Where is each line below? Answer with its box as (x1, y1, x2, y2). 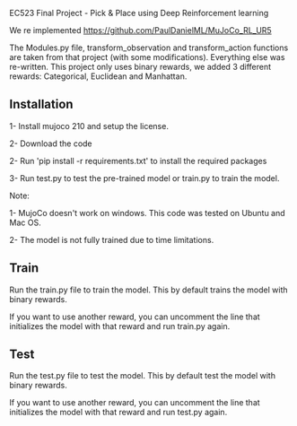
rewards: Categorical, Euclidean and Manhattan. (9, 71, 188, 82)
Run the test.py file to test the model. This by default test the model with (9, 370, 276, 381)
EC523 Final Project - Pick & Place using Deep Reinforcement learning (9, 8, 269, 18)
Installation (9, 97, 74, 112)
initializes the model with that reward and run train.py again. (9, 320, 231, 331)
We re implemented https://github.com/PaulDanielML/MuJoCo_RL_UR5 (9, 25, 272, 35)
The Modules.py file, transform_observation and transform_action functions (9, 42, 289, 53)
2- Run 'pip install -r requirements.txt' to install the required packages (9, 155, 267, 166)
